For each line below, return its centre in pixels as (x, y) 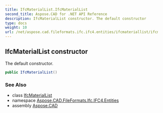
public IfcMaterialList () (31, 72)
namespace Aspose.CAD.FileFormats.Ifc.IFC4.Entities (65, 100)
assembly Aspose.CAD (35, 105)
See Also (16, 84)
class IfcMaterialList (32, 95)
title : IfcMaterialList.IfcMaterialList (47, 9)
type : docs (16, 23)
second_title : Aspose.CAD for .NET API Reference (56, 14)
